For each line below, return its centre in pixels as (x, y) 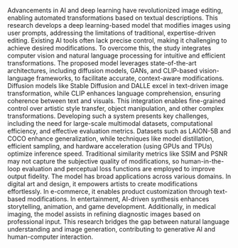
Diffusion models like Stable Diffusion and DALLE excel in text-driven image (118, 86)
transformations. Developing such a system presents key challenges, (108, 116)
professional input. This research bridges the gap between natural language (118, 222)
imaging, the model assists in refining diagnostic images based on (104, 214)
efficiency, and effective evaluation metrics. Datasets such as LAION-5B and (119, 131)
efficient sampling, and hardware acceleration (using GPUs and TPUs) (110, 146)
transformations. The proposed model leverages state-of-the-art (102, 63)
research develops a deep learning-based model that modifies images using (119, 25)
